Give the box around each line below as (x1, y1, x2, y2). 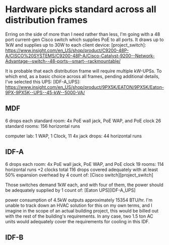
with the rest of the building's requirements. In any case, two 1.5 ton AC (5, 213, 154, 219)
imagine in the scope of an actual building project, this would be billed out (5, 207, 159, 214)
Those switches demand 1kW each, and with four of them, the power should (5, 182, 164, 188)
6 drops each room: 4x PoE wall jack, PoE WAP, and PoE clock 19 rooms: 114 (5, 161, 164, 167)
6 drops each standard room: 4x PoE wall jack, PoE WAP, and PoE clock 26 (5, 118, 161, 124)
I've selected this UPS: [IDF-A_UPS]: (5, 79, 81, 85)
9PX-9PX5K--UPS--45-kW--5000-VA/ (5, 89, 85, 95)
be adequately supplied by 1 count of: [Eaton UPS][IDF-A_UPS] (5, 187, 136, 193)
